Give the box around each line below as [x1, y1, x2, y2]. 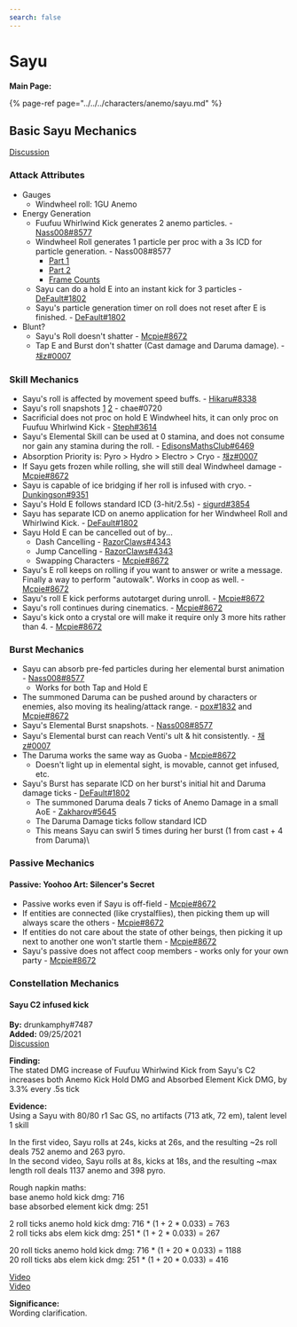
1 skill [9, 1119, 29, 1130]
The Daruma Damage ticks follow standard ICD [35, 816, 207, 827]
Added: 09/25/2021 [9, 1028, 82, 1039]
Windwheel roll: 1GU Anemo [35, 199, 137, 209]
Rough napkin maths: [9, 1182, 87, 1193]
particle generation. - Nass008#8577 [35, 246, 171, 256]
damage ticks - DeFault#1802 [21, 788, 130, 798]
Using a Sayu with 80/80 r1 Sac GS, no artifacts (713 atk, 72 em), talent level [9, 1110, 287, 1120]
